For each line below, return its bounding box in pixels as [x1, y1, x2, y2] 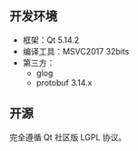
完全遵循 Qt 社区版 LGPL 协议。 [9, 131, 127, 143]
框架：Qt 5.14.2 [22, 35, 80, 45]
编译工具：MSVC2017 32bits [22, 45, 130, 56]
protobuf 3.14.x [35, 76, 93, 88]
